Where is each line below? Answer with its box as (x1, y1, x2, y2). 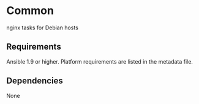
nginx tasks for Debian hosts (6, 24, 78, 31)
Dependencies (6, 76, 63, 86)
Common (6, 4, 54, 18)
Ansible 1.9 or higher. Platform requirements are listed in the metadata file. (6, 58, 193, 65)
